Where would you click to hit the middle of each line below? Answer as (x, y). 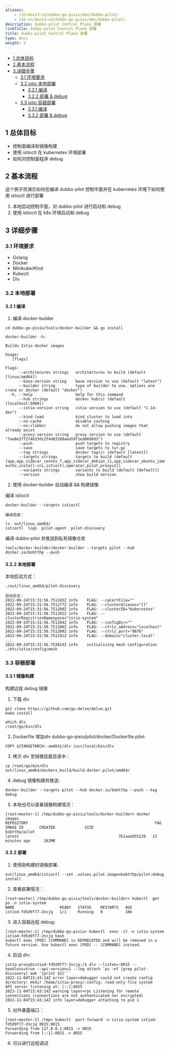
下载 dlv (21, 699)
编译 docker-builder (33, 318)
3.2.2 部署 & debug (47, 96)
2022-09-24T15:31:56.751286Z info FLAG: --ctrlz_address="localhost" (83, 627)
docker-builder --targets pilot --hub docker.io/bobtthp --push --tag (81, 790)
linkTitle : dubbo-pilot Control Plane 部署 (51, 29)
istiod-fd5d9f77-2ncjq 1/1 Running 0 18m (69, 912)
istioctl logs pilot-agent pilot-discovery (55, 529)
